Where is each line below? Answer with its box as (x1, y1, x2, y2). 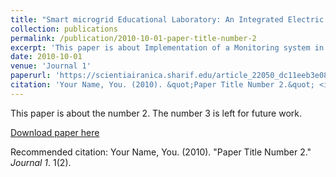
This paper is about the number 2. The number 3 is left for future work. (10, 107, 302, 119)
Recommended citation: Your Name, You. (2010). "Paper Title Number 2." (10, 146, 312, 158)
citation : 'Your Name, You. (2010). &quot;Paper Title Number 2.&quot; (10, 80, 315, 90)
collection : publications (10, 24, 118, 34)
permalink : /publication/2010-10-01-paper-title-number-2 (10, 33, 257, 43)
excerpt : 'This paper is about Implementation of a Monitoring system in (10, 42, 325, 53)
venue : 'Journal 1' (10, 61, 92, 71)
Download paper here (10, 126, 100, 138)
